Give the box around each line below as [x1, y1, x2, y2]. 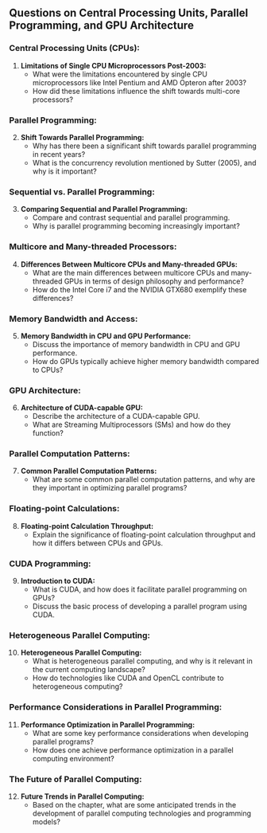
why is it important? [32, 166, 98, 176]
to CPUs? [32, 365, 64, 374]
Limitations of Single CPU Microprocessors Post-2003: [20, 61, 207, 70]
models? [32, 816, 60, 827]
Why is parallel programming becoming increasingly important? [32, 221, 241, 231]
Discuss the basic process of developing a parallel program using [32, 601, 247, 612]
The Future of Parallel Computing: [9, 773, 142, 784]
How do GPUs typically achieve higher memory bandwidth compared [32, 356, 260, 366]
